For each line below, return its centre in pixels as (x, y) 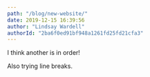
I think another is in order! (44, 53)
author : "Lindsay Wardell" (46, 26)
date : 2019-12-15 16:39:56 (46, 20)
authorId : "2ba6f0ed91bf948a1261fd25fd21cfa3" (75, 33)
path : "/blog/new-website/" (48, 14)
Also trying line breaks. (40, 66)
